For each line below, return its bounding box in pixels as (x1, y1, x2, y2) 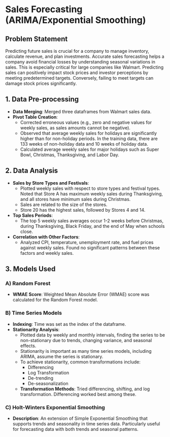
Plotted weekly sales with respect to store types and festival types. (20, 185, 160, 191)
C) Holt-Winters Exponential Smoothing (5, 404, 105, 411)
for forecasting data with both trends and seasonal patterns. (12, 426, 139, 432)
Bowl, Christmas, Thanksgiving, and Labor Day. (20, 151, 119, 158)
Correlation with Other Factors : (12, 233, 80, 240)
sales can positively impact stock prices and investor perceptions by (5, 70, 149, 76)
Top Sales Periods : (12, 212, 53, 218)
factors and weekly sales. (20, 250, 74, 256)
